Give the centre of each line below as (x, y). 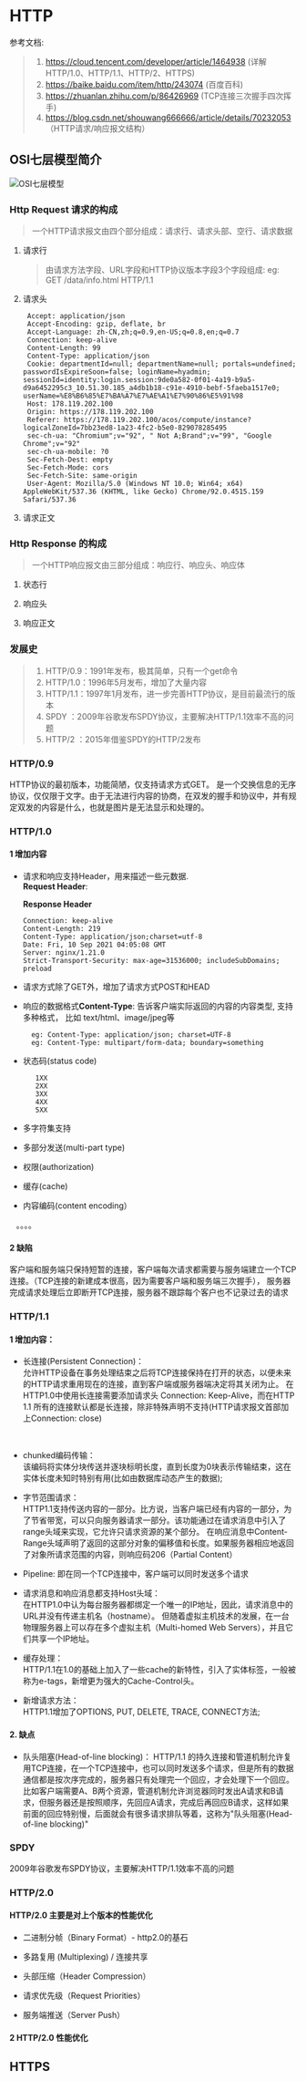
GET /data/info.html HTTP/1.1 (99, 280)
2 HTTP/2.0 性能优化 (49, 2037)
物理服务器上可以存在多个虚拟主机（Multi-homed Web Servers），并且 (154, 1628)
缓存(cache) (45, 1186)
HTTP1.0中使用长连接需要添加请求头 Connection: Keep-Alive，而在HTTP (158, 1395)
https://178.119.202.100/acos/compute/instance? (158, 420)
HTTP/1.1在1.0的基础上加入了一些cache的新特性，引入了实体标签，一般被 (159, 1670)
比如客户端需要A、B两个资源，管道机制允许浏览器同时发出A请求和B (149, 1791)
